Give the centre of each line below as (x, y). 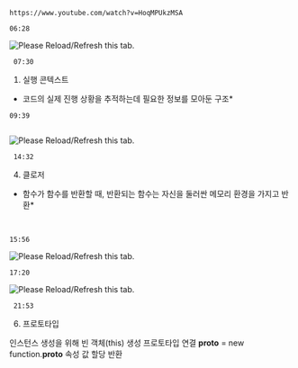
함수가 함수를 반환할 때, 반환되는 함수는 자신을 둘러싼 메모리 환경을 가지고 (151, 194)
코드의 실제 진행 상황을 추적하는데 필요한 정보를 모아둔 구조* (128, 99)
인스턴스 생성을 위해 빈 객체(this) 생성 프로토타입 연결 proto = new (127, 343)
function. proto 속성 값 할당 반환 (66, 354)
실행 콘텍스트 (45, 80)
